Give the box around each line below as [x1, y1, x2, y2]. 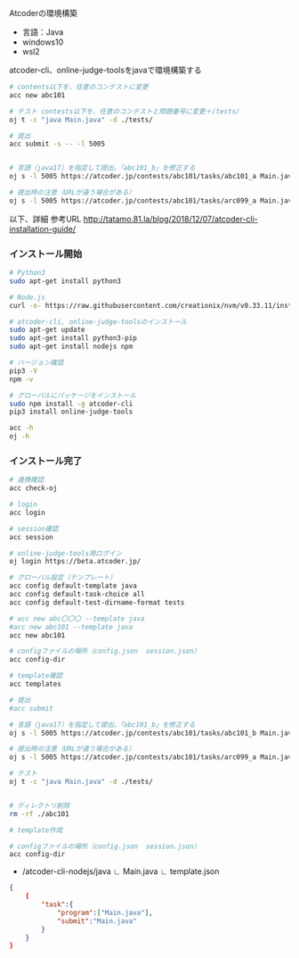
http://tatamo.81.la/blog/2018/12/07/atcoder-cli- [83, 213, 258, 224]
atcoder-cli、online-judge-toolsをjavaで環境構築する [9, 65, 202, 75]
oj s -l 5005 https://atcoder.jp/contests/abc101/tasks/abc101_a [9, 172, 256, 181]
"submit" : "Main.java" [56, 916, 138, 926]
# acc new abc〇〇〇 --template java [9, 614, 145, 623]
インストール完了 [9, 454, 83, 467]
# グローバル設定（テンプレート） [9, 573, 117, 582]
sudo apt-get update [9, 325, 86, 335]
